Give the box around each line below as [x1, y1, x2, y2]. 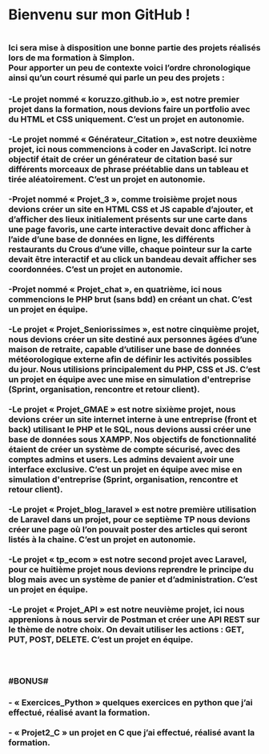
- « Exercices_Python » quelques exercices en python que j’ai [8, 697, 253, 708]
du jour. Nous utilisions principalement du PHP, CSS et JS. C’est [8, 364, 261, 375]
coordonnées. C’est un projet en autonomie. [8, 264, 183, 275]
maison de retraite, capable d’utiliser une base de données [8, 344, 242, 355]
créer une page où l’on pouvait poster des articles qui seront [8, 524, 248, 535]
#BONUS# [8, 676, 49, 687]
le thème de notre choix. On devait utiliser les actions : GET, [8, 624, 244, 636]
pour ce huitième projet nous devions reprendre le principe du [8, 564, 255, 576]
